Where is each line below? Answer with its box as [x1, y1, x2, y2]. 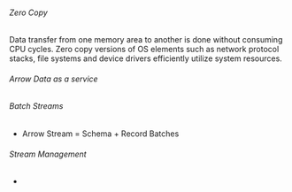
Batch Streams [9, 101, 64, 111]
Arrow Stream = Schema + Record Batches [21, 128, 180, 139]
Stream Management [9, 149, 87, 159]
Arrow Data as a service [9, 73, 99, 84]
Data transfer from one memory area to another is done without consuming [9, 35, 283, 45]
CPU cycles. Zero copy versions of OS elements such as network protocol [9, 44, 280, 55]
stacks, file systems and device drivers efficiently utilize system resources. [9, 53, 283, 64]
